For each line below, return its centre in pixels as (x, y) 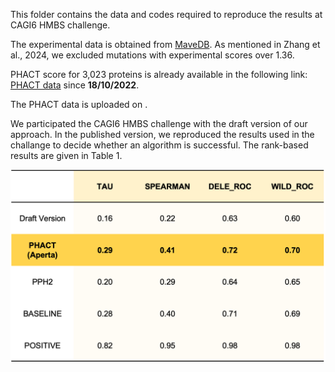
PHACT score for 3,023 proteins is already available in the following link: (159, 74)
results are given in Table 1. (66, 155)
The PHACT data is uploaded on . (79, 104)
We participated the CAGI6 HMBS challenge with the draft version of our (159, 123)
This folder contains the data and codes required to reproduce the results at (166, 14)
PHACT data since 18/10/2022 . (75, 85)
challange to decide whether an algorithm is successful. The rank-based (159, 145)
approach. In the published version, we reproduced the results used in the (162, 134)
